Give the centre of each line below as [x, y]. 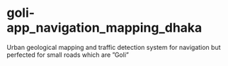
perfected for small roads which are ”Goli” [68, 55]
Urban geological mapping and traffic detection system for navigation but [114, 47]
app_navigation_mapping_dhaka [104, 28]
